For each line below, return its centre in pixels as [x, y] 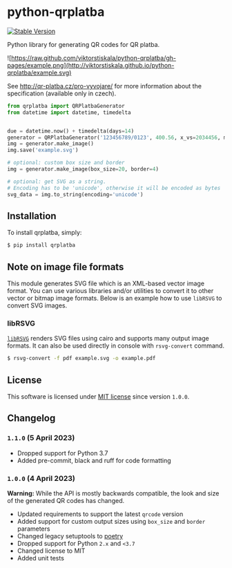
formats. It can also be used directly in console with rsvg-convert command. [116, 345]
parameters [33, 529]
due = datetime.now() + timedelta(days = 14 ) [71, 131]
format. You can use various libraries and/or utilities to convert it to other [110, 291]
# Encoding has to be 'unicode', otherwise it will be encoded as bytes [114, 188]
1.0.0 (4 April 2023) [41, 478]
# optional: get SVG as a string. [57, 181]
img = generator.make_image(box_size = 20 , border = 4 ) [83, 169]
